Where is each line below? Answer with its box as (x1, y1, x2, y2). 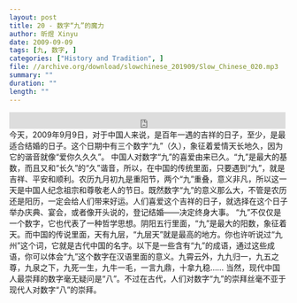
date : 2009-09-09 (9, 37, 73, 47)
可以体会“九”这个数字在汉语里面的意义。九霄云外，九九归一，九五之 (32, 251, 280, 261)
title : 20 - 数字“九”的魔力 (9, 21, 104, 30)
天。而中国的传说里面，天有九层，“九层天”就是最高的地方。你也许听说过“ (9, 229, 276, 239)
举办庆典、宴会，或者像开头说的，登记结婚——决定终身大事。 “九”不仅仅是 (9, 206, 282, 217)
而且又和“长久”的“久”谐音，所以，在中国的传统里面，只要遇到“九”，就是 (24, 162, 286, 173)
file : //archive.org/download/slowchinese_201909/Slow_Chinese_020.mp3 (9, 63, 278, 72)
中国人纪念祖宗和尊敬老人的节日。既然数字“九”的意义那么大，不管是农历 (24, 184, 287, 195)
